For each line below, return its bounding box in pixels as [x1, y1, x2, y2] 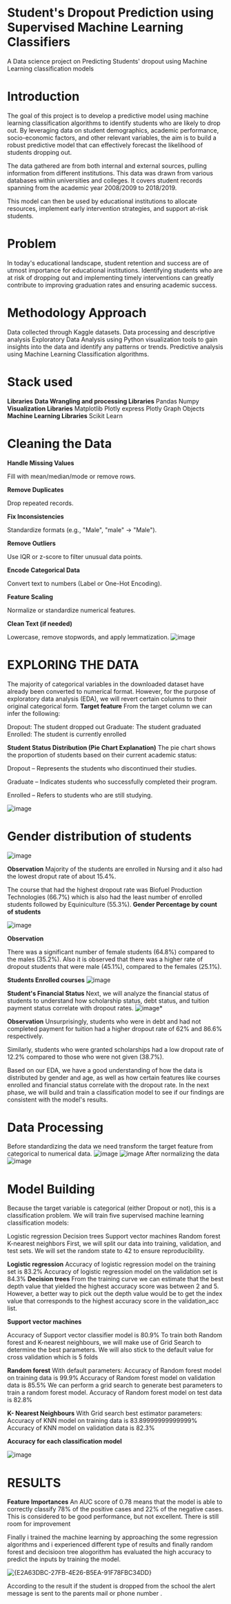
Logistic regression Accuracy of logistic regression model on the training [7, 1260, 216, 1269]
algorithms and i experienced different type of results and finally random [7, 1540, 213, 1549]
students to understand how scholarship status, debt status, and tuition [7, 997, 210, 1005]
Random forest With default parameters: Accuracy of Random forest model [7, 1366, 222, 1375]
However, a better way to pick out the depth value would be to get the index [7, 1290, 223, 1298]
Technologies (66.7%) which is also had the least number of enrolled [7, 893, 203, 901]
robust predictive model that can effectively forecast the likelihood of [7, 140, 203, 149]
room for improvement [7, 1520, 71, 1528]
